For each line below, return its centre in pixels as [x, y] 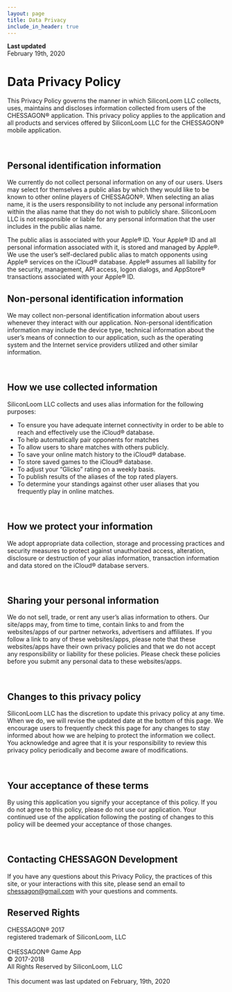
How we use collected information [82, 387]
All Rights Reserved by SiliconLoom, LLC [65, 966]
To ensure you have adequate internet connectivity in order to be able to [120, 425]
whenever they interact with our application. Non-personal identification [110, 323]
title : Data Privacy [37, 20]
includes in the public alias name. [55, 227]
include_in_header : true [43, 26]
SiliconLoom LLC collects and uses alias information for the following [106, 404]
